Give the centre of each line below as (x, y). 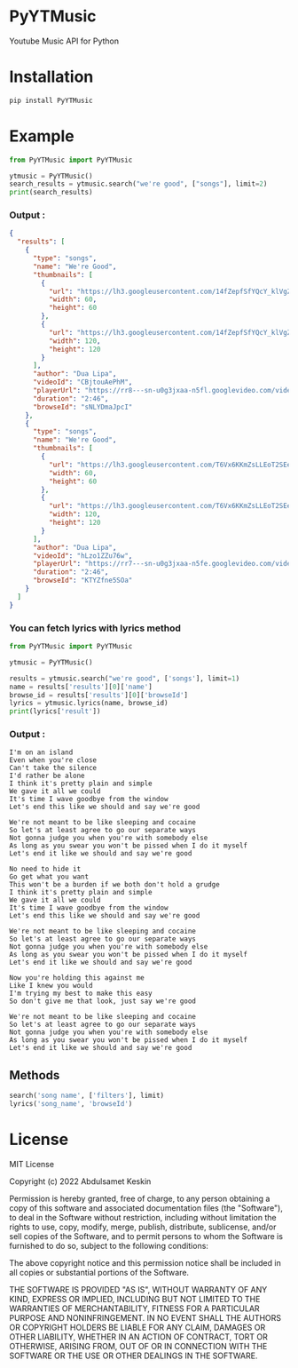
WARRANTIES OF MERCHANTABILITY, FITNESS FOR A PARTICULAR (134, 1308)
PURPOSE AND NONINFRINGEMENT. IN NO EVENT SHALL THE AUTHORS (145, 1317)
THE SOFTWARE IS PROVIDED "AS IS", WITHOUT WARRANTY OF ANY (138, 1289)
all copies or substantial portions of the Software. (99, 1272)
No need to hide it (45, 869)
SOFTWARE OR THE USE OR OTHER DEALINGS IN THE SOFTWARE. (133, 1356)
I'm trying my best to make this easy (81, 994)
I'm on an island (41, 752)
